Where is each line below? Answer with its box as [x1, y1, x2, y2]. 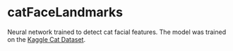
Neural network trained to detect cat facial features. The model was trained [7, 28, 227, 36]
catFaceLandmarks [7, 4, 124, 21]
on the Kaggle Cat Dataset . [7, 35, 86, 43]
